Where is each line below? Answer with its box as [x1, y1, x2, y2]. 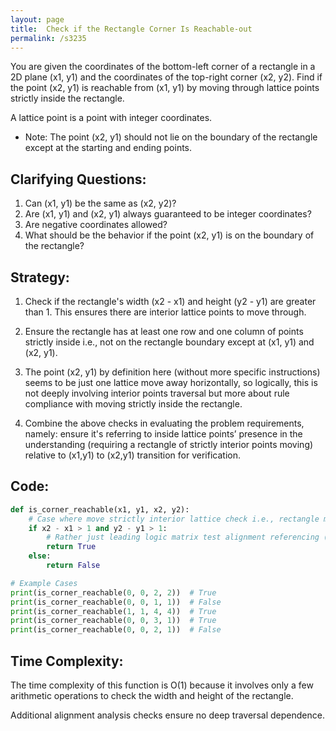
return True [46, 542, 97, 552]
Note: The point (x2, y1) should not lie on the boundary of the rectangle [24, 131, 318, 143]
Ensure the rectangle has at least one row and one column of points [24, 326, 304, 337]
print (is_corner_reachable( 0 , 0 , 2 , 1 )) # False [10, 625, 222, 635]
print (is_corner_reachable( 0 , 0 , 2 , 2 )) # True [10, 587, 217, 598]
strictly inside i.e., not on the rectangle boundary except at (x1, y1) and [24, 336, 315, 348]
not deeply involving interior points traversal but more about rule [24, 387, 290, 399]
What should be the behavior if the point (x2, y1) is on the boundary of [24, 229, 315, 241]
